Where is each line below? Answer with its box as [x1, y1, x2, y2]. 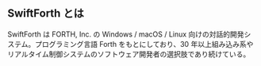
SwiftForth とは [7, 6, 84, 21]
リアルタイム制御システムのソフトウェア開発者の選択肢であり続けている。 [7, 49, 251, 59]
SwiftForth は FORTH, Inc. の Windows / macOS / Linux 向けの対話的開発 [7, 29, 244, 39]
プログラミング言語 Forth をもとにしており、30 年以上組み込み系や [34, 39, 254, 49]
